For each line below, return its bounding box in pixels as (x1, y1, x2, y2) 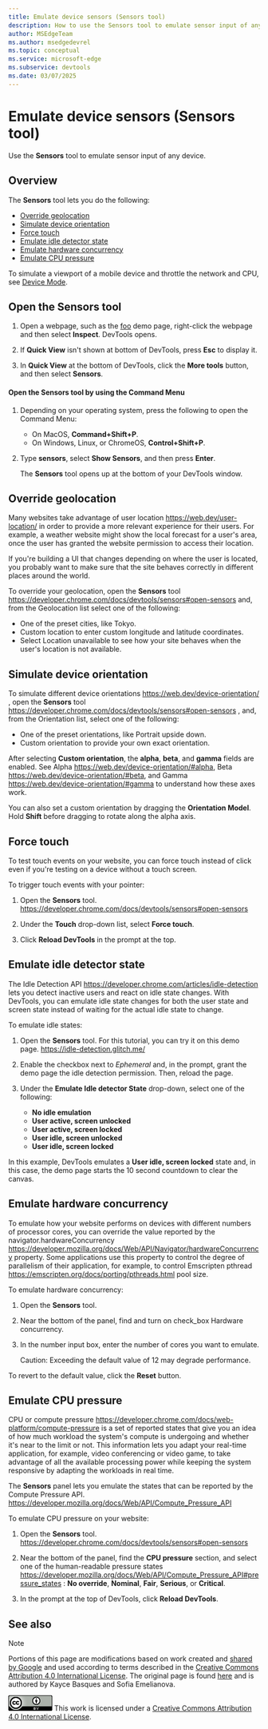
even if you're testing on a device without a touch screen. (8, 864, 198, 874)
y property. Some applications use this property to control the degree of (8, 1252, 245, 1262)
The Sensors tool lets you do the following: (8, 195, 150, 205)
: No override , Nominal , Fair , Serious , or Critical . (63, 1579, 226, 1588)
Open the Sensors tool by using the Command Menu (8, 388, 185, 397)
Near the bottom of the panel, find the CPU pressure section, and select (19, 1553, 258, 1563)
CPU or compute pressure (8, 1415, 94, 1425)
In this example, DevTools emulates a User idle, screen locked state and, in (8, 1157, 257, 1167)
